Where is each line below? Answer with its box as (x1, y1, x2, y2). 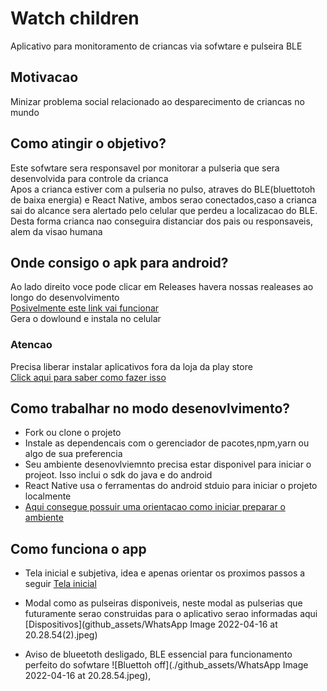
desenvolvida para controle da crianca (10, 172, 169, 184)
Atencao (10, 338, 53, 352)
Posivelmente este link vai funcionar (10, 302, 160, 314)
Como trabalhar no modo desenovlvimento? (10, 400, 291, 417)
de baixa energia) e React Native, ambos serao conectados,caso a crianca (10, 193, 317, 206)
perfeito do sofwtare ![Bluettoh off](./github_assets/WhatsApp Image (24, 659, 309, 671)
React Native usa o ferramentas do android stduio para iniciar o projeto (24, 480, 318, 492)
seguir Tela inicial (24, 578, 97, 590)
